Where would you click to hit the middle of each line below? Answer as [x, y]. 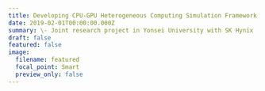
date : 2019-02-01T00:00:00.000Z [61, 23]
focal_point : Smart [48, 67]
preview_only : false [49, 74]
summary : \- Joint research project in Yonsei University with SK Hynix [131, 30]
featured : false [35, 45]
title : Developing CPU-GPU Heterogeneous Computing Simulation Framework [133, 15]
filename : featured [48, 60]
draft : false [30, 38]
